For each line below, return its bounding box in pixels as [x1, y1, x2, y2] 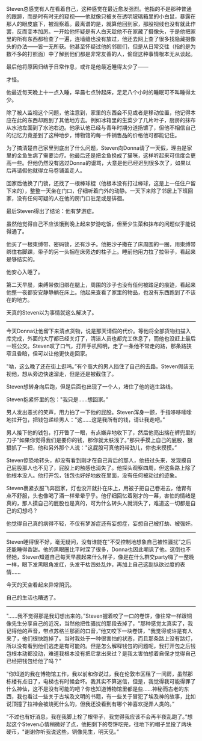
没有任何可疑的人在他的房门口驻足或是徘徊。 [16, 195, 127, 201]
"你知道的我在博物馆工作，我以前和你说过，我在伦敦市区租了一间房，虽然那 [6, 670, 194, 677]
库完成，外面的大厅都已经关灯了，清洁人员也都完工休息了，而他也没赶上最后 [6, 335, 196, 342]
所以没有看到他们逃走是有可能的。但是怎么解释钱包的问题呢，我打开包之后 [6, 642, 191, 650]
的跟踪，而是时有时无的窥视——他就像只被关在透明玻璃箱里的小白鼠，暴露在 [6, 13, 196, 20]
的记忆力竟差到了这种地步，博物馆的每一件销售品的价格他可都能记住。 [6, 132, 180, 138]
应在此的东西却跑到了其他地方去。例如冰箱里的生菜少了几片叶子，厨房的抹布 [6, 117, 196, 123]
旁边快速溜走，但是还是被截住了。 [32, 370, 117, 377]
